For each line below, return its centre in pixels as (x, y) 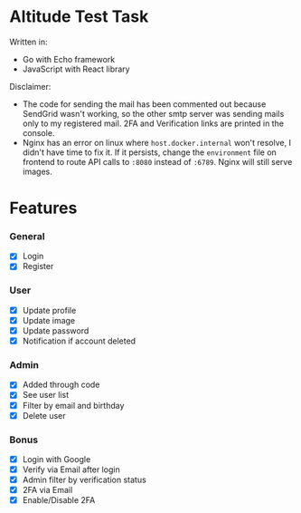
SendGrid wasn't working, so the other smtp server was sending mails (153, 113)
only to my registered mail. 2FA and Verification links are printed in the (153, 123)
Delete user (44, 415)
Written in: (28, 42)
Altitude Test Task (79, 17)
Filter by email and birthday (73, 405)
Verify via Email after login (71, 469)
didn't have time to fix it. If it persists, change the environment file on (150, 152)
